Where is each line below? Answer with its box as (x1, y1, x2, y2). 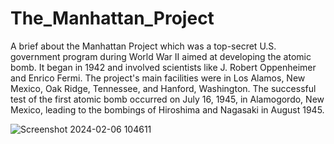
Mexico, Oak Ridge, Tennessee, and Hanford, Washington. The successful (10, 82, 317, 94)
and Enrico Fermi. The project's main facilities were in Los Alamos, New (10, 72, 306, 84)
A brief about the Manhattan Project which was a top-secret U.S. (10, 40, 277, 52)
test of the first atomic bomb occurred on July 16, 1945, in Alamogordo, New (10, 93, 325, 105)
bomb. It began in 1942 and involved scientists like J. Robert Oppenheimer (10, 61, 317, 73)
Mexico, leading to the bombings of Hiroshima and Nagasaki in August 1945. (10, 103, 325, 116)
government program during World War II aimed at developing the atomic (10, 50, 312, 62)
